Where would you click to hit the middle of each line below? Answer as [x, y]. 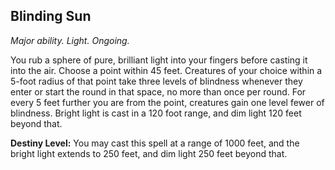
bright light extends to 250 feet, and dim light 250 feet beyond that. [149, 153]
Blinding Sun [51, 16]
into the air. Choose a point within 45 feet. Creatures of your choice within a [166, 70]
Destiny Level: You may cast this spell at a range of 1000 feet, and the [155, 143]
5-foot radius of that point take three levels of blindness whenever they [156, 81]
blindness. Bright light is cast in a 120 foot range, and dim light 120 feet [156, 113]
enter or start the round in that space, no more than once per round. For [158, 91]
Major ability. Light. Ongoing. [70, 40]
